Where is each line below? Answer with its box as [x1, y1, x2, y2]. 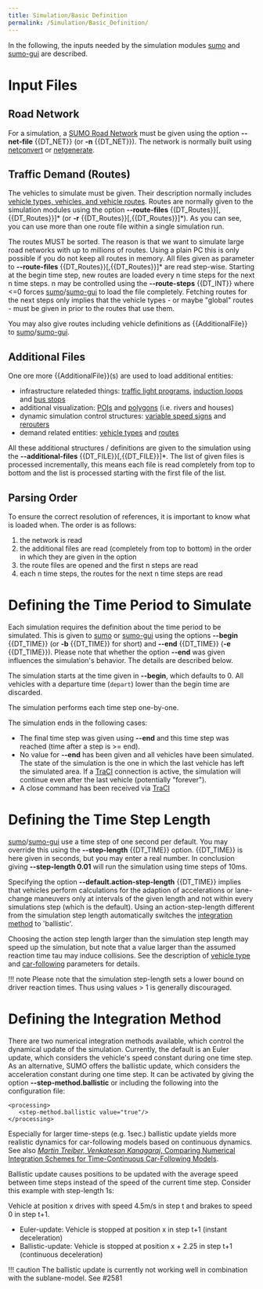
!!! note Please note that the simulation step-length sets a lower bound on [8, 974, 244, 983]
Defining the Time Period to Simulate [8, 596, 252, 614]
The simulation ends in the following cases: [8, 718, 148, 727]
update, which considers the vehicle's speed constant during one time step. [8, 1053, 253, 1062]
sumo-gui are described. [8, 49, 88, 58]
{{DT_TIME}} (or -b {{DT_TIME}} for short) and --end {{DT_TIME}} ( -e [8, 639, 231, 648]
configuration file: [8, 1086, 65, 1096]
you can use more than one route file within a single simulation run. [8, 222, 225, 232]
